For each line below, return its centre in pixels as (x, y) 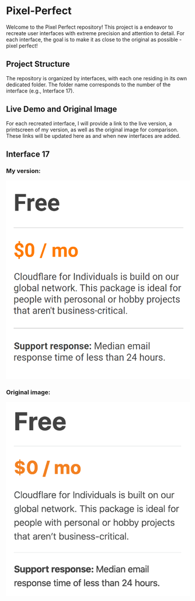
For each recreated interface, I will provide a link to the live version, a (89, 123)
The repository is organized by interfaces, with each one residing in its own (97, 78)
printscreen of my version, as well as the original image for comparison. (92, 130)
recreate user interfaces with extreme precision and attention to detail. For (95, 33)
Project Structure (38, 64)
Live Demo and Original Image (62, 109)
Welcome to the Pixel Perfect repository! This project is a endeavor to (90, 27)
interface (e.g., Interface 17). (40, 91)
